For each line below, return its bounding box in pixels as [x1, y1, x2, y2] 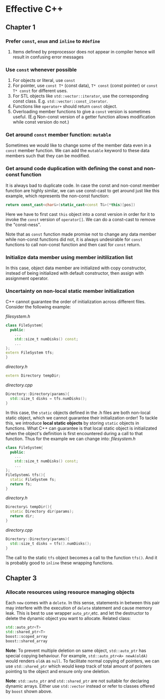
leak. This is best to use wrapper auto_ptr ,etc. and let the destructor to [5, 610, 149, 616]
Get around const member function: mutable [5, 131, 111, 138]
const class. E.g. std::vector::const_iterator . [12, 98, 108, 104]
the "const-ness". [5, 222, 41, 228]
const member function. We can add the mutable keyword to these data [5, 148, 150, 154]
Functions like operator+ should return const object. [12, 104, 117, 109]
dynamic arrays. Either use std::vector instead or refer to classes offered [5, 683, 155, 689]
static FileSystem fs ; [10, 477, 56, 482]
